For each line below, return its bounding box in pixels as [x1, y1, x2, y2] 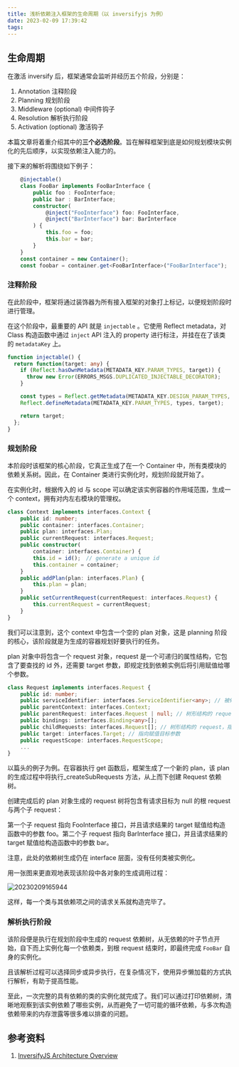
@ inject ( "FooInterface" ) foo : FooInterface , [45, 209, 180, 216]
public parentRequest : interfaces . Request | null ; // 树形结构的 [20, 711, 213, 718]
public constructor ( [20, 541, 81, 548]
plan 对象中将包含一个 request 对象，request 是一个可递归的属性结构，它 [7, 652, 222, 660]
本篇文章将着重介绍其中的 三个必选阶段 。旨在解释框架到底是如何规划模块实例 [7, 138, 232, 147]
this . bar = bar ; [45, 235, 94, 243]
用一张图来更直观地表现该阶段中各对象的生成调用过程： [7, 869, 169, 877]
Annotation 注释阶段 [17, 87, 77, 96]
